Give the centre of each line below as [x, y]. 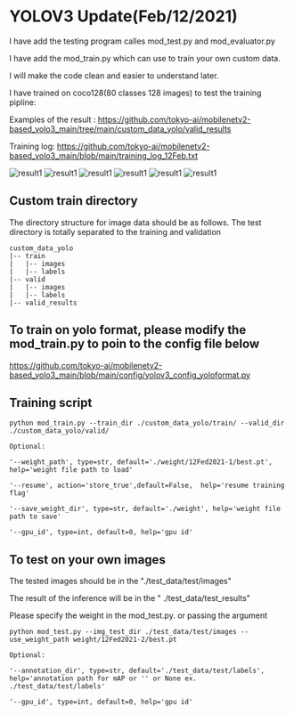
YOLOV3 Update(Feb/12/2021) [123, 16]
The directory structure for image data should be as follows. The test [135, 222]
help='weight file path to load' [71, 470]
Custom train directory [73, 201]
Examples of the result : [53, 119]
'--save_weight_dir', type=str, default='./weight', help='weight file [145, 509]
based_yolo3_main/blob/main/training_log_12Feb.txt [104, 155]
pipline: [23, 102]
